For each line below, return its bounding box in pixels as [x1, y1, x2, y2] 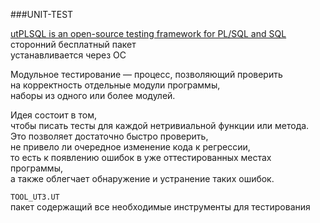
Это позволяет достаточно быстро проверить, [10, 130, 209, 142]
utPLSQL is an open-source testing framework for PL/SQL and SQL [10, 28, 287, 39]
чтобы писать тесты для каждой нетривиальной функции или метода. [10, 120, 310, 131]
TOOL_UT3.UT [10, 192, 60, 202]
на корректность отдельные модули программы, [10, 79, 221, 91]
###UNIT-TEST [10, 9, 74, 20]
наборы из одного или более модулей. [10, 90, 176, 101]
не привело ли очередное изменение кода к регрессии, [10, 141, 251, 153]
